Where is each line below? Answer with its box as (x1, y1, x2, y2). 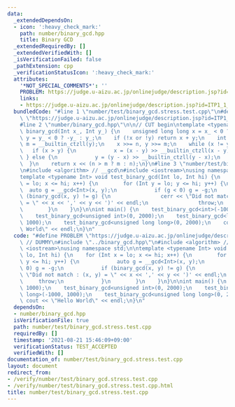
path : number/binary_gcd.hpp (20, 29, 105, 37)
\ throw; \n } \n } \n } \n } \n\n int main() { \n (20, 278, 227, 285)
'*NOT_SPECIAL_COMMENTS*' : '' (20, 82, 108, 89)
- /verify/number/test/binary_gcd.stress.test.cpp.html (7, 382, 173, 389)
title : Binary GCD (20, 36, 73, 44)
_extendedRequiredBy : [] (13, 43, 86, 50)
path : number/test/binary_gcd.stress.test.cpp (13, 323, 152, 331)
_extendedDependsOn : (13, 17, 73, 24)
